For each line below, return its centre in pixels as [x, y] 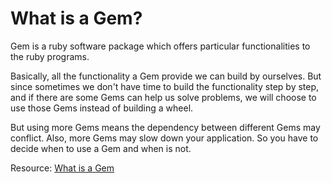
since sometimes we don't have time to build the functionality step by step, [165, 86]
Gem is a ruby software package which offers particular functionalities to [160, 46]
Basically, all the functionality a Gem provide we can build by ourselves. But [166, 76]
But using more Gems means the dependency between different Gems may [165, 127]
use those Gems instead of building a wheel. [102, 108]
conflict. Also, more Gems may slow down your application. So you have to [164, 138]
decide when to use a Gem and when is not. [101, 148]
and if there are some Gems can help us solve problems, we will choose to [163, 97]
